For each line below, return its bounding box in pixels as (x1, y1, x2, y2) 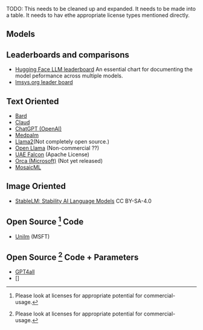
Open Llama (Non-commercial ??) (14, 145, 100, 152)
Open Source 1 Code (6, 215, 84, 227)
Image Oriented (6, 181, 66, 191)
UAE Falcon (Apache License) (14, 151, 89, 158)
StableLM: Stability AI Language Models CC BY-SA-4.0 (14, 197, 152, 205)
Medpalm (14, 131, 39, 139)
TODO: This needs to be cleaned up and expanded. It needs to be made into (6, 5, 196, 12)
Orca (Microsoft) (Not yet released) (14, 157, 103, 165)
